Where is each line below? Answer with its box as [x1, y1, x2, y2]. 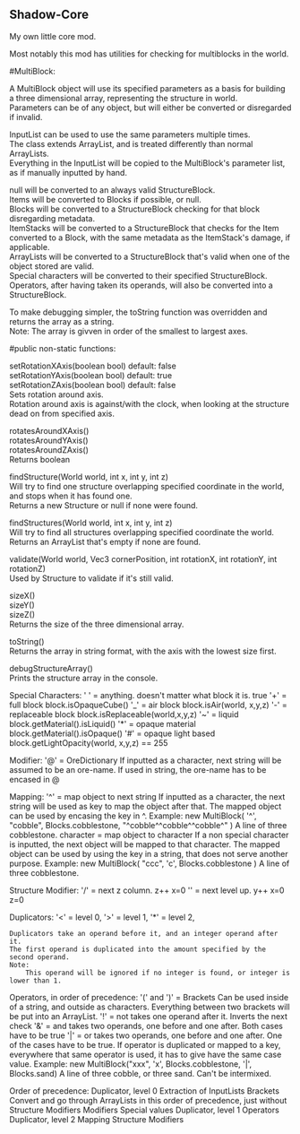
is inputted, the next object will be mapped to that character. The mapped [9, 838, 280, 850]
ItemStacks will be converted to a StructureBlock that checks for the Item [9, 222, 279, 233]
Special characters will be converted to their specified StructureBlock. [9, 270, 268, 281]
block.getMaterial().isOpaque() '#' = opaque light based [9, 728, 216, 739]
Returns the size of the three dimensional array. [9, 619, 184, 629]
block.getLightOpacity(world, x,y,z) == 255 [9, 737, 168, 748]
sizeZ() [9, 609, 36, 619]
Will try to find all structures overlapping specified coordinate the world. [9, 526, 275, 537]
